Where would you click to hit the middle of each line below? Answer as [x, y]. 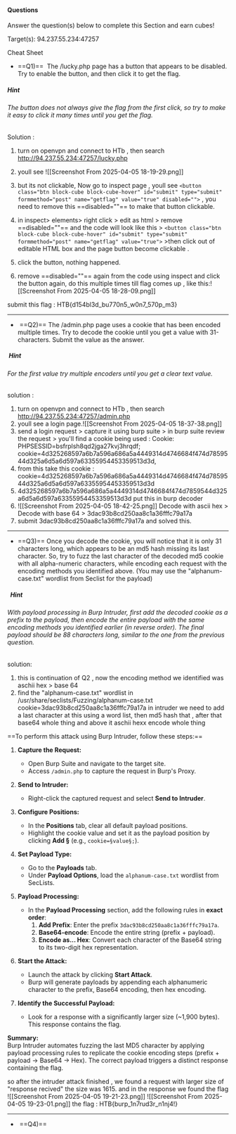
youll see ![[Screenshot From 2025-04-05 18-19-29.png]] [100, 172]
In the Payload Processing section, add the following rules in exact [125, 910]
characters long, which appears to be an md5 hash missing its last [113, 549]
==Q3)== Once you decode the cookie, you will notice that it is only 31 [119, 541]
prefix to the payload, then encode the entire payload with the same [106, 620]
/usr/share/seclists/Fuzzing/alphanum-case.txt [85, 700]
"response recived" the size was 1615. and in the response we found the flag [118, 1089]
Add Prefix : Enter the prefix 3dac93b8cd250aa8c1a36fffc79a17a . [129, 924]
